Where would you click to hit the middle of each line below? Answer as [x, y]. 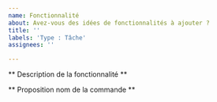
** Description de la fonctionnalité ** [68, 74]
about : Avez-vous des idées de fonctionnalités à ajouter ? [109, 23]
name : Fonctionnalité [44, 15]
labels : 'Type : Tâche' [47, 38]
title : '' [24, 30]
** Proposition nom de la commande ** [72, 90]
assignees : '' [32, 45]
